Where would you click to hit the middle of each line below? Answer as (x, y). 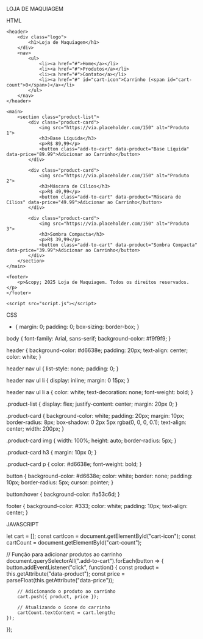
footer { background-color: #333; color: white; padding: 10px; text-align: (97, 506)
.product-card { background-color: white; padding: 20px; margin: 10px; (95, 416)
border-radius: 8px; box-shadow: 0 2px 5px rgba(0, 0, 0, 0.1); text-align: (97, 422)
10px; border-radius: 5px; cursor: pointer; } (60, 482)
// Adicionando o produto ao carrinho (66, 591)
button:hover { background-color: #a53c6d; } (63, 494)
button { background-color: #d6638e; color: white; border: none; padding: (100, 476)
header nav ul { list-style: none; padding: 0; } (62, 369)
